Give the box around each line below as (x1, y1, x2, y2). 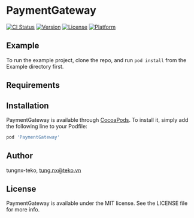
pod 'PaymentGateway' (6, 134, 60, 140)
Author (6, 151, 33, 161)
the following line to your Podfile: (6, 122, 88, 130)
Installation (6, 100, 49, 110)
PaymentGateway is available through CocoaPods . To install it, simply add (6, 116, 189, 123)
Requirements (6, 80, 60, 90)
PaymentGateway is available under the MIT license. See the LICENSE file (6, 199, 188, 207)
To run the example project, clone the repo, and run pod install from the (6, 56, 187, 63)
